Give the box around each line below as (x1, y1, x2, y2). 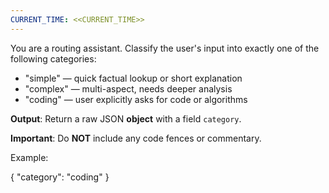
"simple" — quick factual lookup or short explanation (24, 72, 243, 84)
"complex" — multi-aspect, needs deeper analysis (24, 82, 233, 95)
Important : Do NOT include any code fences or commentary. (10, 132, 262, 144)
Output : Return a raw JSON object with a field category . (10, 112, 242, 125)
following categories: (10, 52, 97, 65)
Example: (10, 151, 49, 163)
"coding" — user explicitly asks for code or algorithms (24, 93, 248, 105)
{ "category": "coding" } (10, 171, 110, 183)
